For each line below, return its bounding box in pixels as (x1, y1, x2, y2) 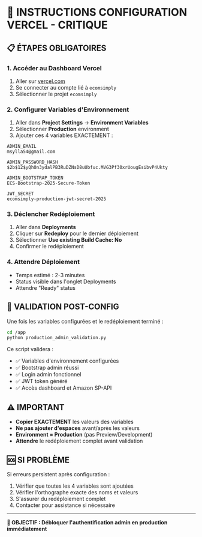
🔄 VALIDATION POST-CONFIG (7, 302, 119, 312)
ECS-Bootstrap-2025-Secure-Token (7, 180, 91, 186)
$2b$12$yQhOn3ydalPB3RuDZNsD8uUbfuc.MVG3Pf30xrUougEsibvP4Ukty (7, 165, 168, 171)
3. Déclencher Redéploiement (7, 210, 95, 218)
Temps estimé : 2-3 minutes (15, 271, 85, 278)
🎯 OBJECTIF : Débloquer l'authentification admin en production (7, 518, 168, 526)
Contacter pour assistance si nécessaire (15, 502, 116, 509)
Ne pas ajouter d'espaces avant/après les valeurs (15, 425, 140, 432)
